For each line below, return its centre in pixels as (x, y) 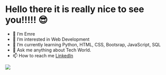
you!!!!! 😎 (26, 20)
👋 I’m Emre (24, 34)
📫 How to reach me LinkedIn (43, 55)
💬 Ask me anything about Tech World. (52, 50)
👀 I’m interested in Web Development (51, 39)
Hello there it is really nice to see (75, 9)
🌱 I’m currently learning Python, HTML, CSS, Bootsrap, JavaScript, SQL (87, 44)
